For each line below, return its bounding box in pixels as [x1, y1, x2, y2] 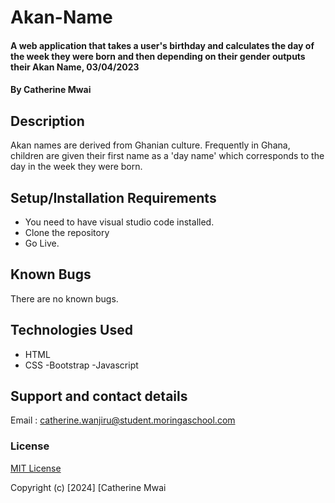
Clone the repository [24, 227, 110, 238]
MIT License [10, 462, 62, 474]
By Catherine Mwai [10, 84, 92, 96]
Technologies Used [10, 322, 133, 339]
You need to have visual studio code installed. [24, 216, 215, 228]
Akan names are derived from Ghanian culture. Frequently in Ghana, [10, 139, 291, 151]
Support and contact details [10, 388, 188, 405]
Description [10, 112, 85, 130]
